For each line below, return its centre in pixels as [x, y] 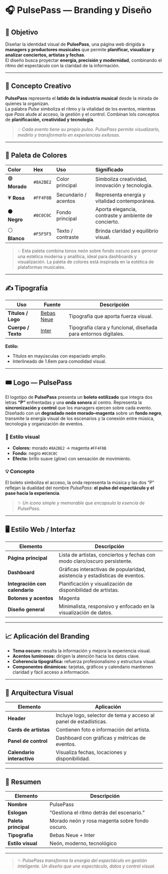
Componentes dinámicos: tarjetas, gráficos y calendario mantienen [83, 667]
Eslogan [17, 813]
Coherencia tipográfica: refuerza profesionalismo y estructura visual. [84, 662]
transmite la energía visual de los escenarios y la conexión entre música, [80, 418]
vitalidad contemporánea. [125, 201]
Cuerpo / [18, 327]
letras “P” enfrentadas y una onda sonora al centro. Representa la [73, 402]
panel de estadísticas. [81, 722]
